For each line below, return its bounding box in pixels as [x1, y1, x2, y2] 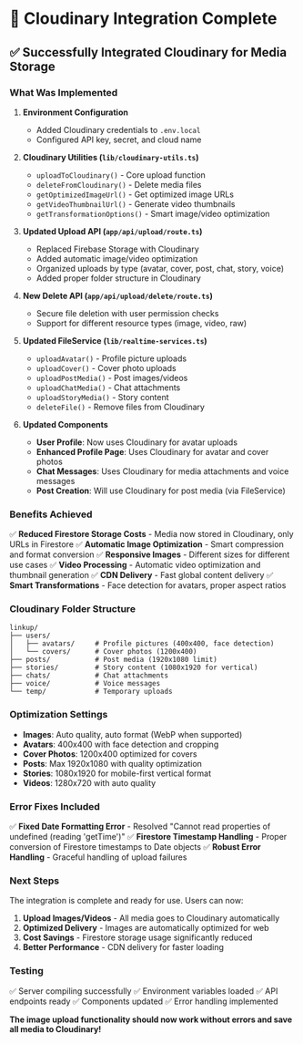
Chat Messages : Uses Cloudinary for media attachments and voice [35, 465, 289, 477]
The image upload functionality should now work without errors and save [9, 1014, 293, 1025]
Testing [9, 965, 44, 977]
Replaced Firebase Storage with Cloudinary [35, 243, 199, 254]
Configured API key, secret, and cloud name [35, 134, 202, 145]
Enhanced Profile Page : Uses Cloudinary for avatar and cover [35, 446, 269, 457]
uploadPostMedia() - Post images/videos [35, 372, 188, 383]
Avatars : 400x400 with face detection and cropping [22, 739, 219, 749]
